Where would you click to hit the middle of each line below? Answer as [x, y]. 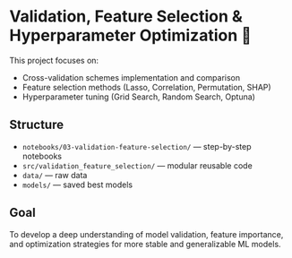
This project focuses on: [54, 60]
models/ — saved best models [77, 185]
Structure [37, 125]
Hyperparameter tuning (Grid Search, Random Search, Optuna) [138, 97]
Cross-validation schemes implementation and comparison [131, 77]
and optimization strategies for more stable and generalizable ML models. [145, 244]
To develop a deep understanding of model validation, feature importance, [146, 234]
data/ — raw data [55, 175]
